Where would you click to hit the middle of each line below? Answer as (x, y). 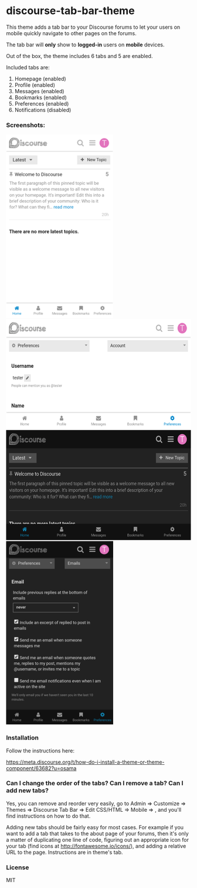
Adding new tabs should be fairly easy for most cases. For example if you (95, 827)
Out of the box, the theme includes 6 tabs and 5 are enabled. (79, 56)
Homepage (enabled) (40, 79)
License (18, 867)
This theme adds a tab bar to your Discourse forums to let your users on (93, 27)
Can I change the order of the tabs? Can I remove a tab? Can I (95, 783)
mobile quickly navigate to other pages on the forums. (71, 33)
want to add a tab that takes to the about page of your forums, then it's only (97, 833)
